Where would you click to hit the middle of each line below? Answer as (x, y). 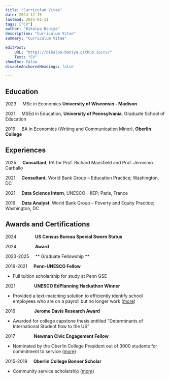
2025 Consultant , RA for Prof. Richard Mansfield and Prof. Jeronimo (79, 162)
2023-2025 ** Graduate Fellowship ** (47, 256)
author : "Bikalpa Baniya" (32, 29)
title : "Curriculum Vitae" (34, 10)
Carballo (14, 168)
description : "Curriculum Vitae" (41, 34)
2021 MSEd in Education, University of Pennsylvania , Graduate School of (85, 114)
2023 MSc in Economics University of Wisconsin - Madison (71, 104)
